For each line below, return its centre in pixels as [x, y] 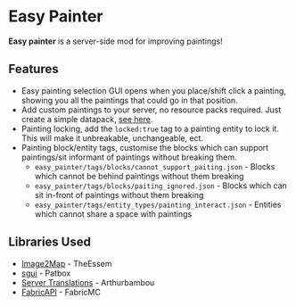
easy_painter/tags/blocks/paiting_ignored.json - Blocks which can [160, 186]
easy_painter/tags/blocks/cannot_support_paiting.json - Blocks [155, 166]
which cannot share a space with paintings [113, 214]
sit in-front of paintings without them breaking [119, 194]
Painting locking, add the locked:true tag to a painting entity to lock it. [150, 128]
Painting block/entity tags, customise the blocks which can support [145, 147]
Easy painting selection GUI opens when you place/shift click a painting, [154, 90]
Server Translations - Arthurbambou [88, 282]
